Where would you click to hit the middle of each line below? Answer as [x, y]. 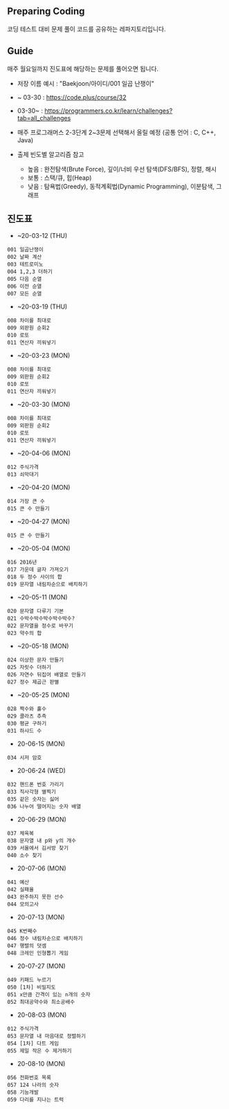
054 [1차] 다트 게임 [33, 1044]
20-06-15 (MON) [41, 744]
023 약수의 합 [25, 633]
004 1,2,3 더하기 [30, 272]
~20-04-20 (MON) [44, 488]
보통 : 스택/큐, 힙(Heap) [59, 177]
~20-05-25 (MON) [44, 695]
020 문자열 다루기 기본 [36, 612]
